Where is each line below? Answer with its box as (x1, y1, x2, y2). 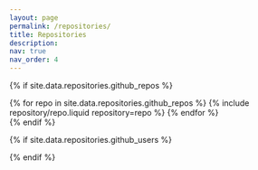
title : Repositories (9, 30, 88, 39)
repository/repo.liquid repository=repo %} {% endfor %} (9, 108, 219, 118)
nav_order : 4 (9, 55, 59, 64)
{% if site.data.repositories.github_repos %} (9, 80, 174, 90)
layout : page (9, 13, 59, 23)
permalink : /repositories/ (9, 22, 111, 31)
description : (9, 38, 59, 48)
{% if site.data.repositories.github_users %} (9, 135, 172, 145)
